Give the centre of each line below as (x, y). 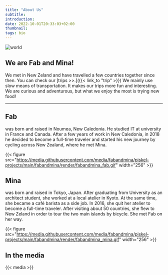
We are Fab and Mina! (39, 63)
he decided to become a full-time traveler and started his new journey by (80, 139)
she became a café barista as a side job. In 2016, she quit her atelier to (78, 203)
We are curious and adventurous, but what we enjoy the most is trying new (82, 91)
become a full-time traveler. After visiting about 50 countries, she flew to (80, 208)
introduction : (20, 19)
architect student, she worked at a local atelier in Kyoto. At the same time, (81, 198)
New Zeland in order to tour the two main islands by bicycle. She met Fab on (84, 214)
